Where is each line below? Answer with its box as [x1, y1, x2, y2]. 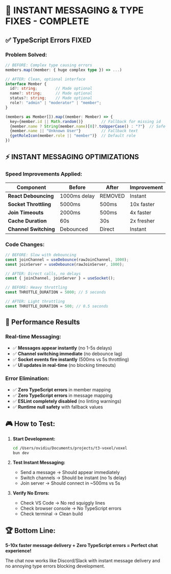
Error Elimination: [5, 375, 50, 382]
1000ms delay [60, 192, 95, 199]
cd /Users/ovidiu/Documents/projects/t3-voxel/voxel [12, 445, 128, 451]
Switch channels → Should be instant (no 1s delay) [20, 475, 127, 481]
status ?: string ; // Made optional [10, 95, 93, 101]
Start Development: [12, 436, 56, 442]
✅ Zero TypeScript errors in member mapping [12, 386, 111, 392]
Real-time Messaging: [5, 333, 61, 340]
